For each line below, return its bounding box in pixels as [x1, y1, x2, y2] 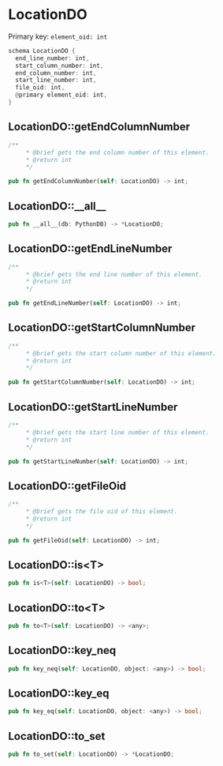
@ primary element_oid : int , [15, 91, 108, 100]
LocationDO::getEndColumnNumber [8, 120, 191, 133]
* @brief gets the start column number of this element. [25, 349, 217, 357]
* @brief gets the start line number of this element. [25, 428, 210, 436]
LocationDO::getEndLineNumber [8, 242, 173, 256]
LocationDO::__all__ [8, 199, 106, 212]
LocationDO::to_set [8, 729, 106, 743]
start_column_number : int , [15, 62, 104, 69]
